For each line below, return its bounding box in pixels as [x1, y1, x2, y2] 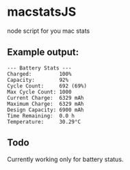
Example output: [7, 46, 79, 58]
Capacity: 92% [7, 76, 69, 83]
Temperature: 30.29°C [7, 118, 81, 125]
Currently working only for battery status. [7, 155, 124, 163]
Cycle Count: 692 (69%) [7, 83, 88, 89]
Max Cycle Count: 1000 [7, 88, 72, 96]
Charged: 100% [7, 70, 72, 77]
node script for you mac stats [7, 27, 90, 35]
